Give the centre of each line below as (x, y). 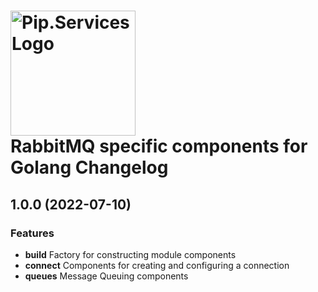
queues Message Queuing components (106, 276)
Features (32, 233)
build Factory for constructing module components (130, 254)
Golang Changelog (89, 167)
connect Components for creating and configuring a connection (157, 265)
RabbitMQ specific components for (159, 146)
